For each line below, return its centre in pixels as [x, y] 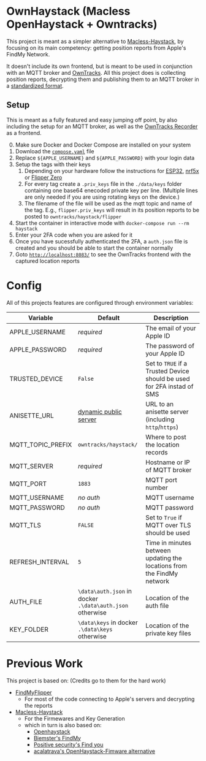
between [158, 550]
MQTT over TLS [168, 525]
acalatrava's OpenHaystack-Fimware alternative [94, 751]
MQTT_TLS [25, 525]
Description [171, 318]
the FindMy [162, 573]
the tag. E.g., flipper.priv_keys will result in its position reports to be [112, 210]
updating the [164, 558]
